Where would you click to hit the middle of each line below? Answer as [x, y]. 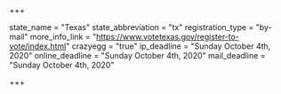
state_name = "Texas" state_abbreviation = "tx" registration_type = [132, 27]
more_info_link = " [63, 37]
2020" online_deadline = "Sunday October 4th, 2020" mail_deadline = [137, 55]
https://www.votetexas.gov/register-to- [168, 37]
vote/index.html [38, 46]
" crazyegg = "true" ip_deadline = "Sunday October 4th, [168, 46]
